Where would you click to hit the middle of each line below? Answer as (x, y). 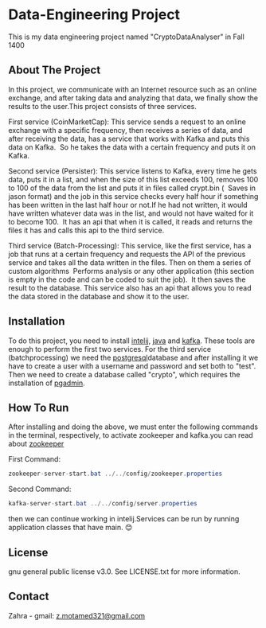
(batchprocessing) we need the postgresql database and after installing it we (133, 357)
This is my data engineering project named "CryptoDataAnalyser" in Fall (126, 37)
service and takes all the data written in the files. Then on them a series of (130, 262)
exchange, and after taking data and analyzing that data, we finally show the (133, 98)
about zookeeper (36, 444)
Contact (29, 597)
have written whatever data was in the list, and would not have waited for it (131, 213)
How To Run (39, 408)
